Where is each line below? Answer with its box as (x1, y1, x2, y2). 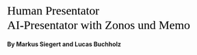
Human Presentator (7, 3, 100, 18)
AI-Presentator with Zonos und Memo (7, 18, 190, 32)
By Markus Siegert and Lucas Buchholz (7, 40, 122, 48)
